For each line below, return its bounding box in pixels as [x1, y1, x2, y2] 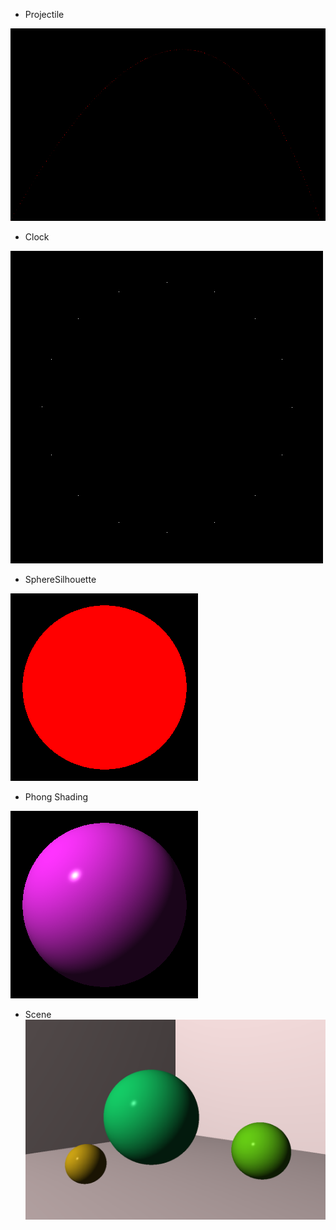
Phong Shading [24, 791, 89, 803]
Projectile [24, 9, 65, 20]
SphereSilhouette [24, 574, 97, 585]
